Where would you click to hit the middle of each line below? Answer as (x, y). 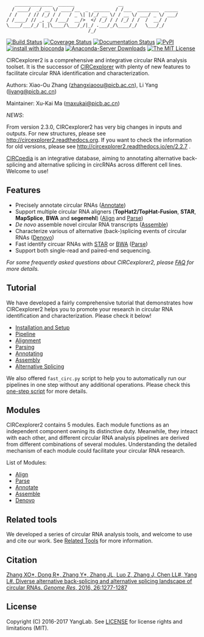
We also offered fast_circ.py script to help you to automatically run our (97, 378)
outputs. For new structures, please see (56, 133)
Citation (22, 560)
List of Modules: (26, 462)
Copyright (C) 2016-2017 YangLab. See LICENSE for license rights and (94, 621)
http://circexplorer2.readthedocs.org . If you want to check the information (99, 140)
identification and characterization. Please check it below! (79, 315)
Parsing (25, 347)
